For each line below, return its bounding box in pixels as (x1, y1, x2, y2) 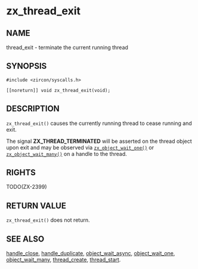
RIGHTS (6, 167, 36, 178)
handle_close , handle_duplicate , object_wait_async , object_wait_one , (6, 250, 175, 257)
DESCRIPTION (6, 103, 60, 114)
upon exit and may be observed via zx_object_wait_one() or (6, 143, 154, 151)
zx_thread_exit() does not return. (6, 216, 90, 224)
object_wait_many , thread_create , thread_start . (6, 256, 121, 264)
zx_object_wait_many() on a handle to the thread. (6, 150, 127, 157)
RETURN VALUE (6, 200, 67, 210)
